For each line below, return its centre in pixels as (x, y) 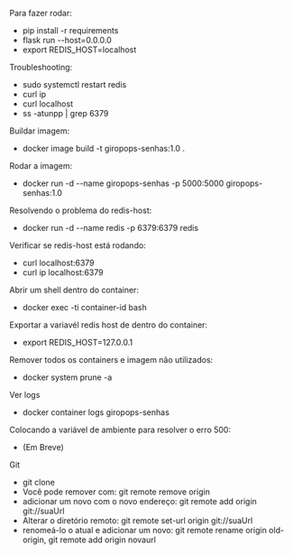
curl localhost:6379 (58, 263)
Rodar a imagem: (41, 166)
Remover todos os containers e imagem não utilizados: (111, 360)
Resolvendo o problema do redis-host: (81, 210)
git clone (39, 482)
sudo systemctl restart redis (74, 84)
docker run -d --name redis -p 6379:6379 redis (110, 228)
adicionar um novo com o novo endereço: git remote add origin (139, 501)
